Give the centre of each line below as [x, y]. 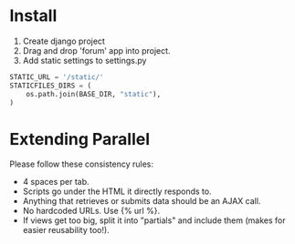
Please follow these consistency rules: [81, 164]
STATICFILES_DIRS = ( [51, 86]
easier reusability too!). [66, 230]
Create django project [63, 41]
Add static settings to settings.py [84, 60]
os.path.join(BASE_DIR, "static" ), [94, 94]
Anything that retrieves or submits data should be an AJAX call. [142, 201]
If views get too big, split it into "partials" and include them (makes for [154, 220]
